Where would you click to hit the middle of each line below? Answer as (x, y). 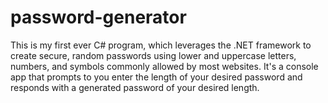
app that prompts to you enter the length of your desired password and (156, 77)
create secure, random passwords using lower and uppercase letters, (153, 55)
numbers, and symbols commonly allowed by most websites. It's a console (164, 66)
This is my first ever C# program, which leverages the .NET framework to (161, 45)
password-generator (98, 17)
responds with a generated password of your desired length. (135, 87)
